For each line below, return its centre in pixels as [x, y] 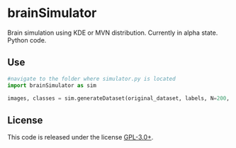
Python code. [27, 40]
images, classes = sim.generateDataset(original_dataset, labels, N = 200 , [119, 98]
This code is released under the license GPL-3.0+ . [80, 137]
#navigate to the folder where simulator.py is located [91, 79]
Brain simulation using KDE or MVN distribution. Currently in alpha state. [113, 33]
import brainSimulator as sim [52, 85]
